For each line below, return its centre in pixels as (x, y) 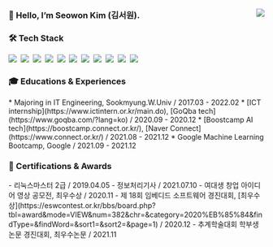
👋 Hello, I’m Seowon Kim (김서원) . (74, 15)
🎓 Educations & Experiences (67, 81)
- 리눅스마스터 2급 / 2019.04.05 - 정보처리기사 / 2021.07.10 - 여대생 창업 (124, 185)
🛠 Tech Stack (36, 38)
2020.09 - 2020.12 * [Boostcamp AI (194, 119)
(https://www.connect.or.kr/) (56, 136)
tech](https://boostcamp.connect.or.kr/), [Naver (89, 128)
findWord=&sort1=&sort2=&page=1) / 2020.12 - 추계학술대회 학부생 (149, 224)
